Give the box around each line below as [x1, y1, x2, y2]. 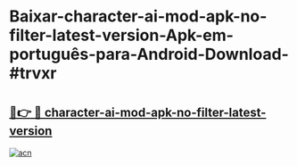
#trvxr [9, 63, 57, 84]
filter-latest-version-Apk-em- [9, 25, 235, 46]
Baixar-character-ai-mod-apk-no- [9, 6, 268, 27]
